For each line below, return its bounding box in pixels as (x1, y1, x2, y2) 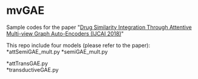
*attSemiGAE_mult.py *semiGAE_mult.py (6, 48, 108, 55)
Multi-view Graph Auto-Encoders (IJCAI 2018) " (6, 30, 125, 37)
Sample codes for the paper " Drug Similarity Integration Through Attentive (6, 24, 193, 31)
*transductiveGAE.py (6, 66, 59, 73)
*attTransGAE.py (6, 60, 49, 67)
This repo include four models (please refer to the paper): (6, 42, 151, 49)
